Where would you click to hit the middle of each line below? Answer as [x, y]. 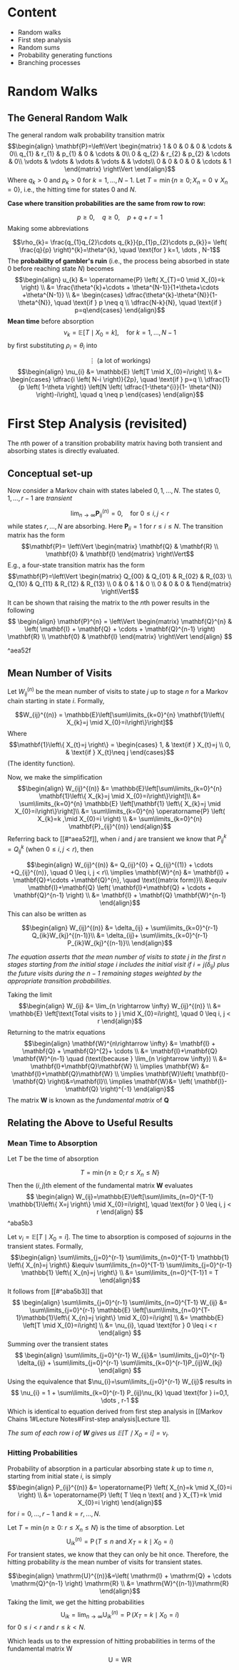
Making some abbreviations [48, 228]
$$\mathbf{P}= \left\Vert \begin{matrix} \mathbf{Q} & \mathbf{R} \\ [120, 547]
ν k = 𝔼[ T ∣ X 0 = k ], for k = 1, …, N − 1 [120, 333]
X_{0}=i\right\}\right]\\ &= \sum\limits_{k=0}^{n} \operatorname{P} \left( [120, 811]
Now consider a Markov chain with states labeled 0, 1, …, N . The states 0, [114, 491]
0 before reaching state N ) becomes [61, 268]
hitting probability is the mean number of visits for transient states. [105, 1561]
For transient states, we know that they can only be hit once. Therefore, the [118, 1554]
